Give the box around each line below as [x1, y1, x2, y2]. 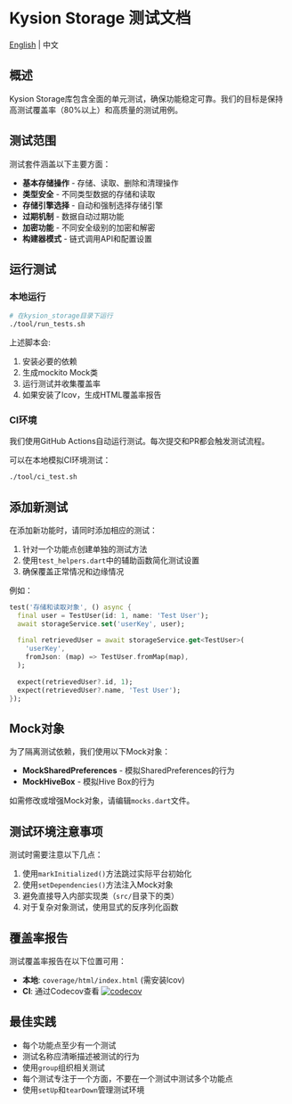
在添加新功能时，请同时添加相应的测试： [9, 524, 158, 535]
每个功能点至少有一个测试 [21, 1040, 117, 1050]
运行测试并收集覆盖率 [21, 378, 101, 389]
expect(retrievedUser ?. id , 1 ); [17, 677, 134, 687]
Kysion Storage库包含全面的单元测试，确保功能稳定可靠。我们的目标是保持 [9, 93, 283, 103]
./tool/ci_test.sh [9, 473, 77, 482]
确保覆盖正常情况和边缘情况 [21, 565, 125, 576]
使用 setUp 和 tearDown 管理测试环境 [21, 1084, 145, 1095]
